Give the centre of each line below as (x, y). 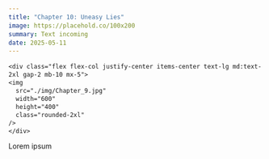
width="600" (36, 99)
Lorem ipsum (30, 146)
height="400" (38, 107)
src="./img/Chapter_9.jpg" (61, 91)
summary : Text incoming (48, 34)
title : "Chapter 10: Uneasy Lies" (67, 17)
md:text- (247, 67)
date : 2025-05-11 (38, 43)
